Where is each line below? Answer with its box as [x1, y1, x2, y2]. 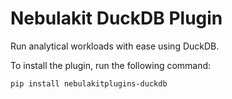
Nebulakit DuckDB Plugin [10, 7, 223, 30]
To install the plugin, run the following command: [10, 59, 212, 71]
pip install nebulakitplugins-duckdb [10, 78, 168, 89]
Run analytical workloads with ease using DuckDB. [10, 40, 220, 52]
